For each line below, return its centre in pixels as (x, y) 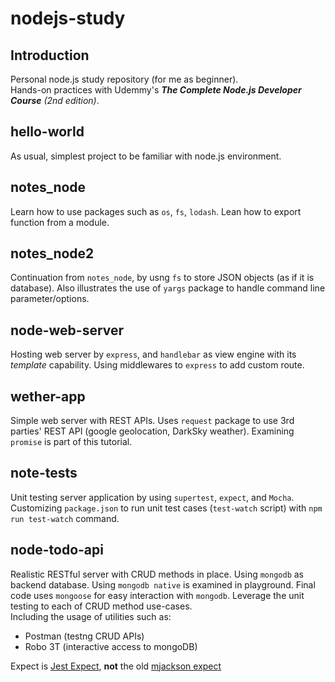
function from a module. (60, 222)
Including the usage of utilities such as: (91, 616)
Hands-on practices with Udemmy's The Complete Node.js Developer (156, 90)
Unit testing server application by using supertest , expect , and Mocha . (152, 497)
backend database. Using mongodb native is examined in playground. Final (163, 584)
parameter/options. (50, 299)
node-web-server (67, 330)
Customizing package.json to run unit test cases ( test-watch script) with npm (166, 508)
